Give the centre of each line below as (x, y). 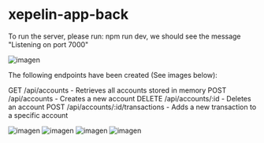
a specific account (38, 115)
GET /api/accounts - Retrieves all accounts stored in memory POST (117, 90)
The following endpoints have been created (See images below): (113, 75)
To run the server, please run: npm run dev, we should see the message (125, 36)
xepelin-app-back (68, 15)
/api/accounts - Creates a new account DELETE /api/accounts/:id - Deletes (130, 98)
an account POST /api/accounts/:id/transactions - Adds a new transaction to (132, 107)
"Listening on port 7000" (48, 44)
